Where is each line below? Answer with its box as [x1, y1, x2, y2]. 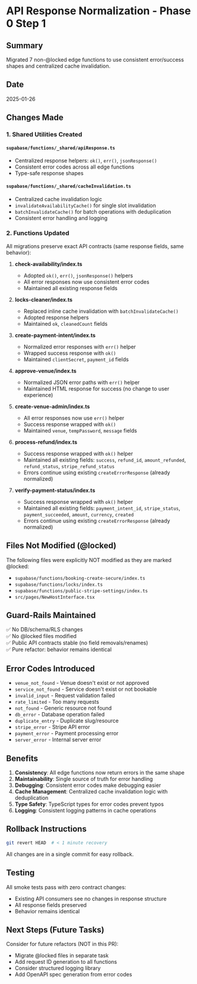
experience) [23, 391, 53, 398]
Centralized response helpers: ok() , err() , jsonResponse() [14, 157, 157, 164]
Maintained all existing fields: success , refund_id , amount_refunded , [23, 456, 186, 464]
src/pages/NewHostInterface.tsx [14, 594, 95, 600]
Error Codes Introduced [6, 664, 95, 674]
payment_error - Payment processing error [14, 730, 119, 737]
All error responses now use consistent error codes [23, 278, 150, 285]
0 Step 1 [6, 17, 46, 30]
